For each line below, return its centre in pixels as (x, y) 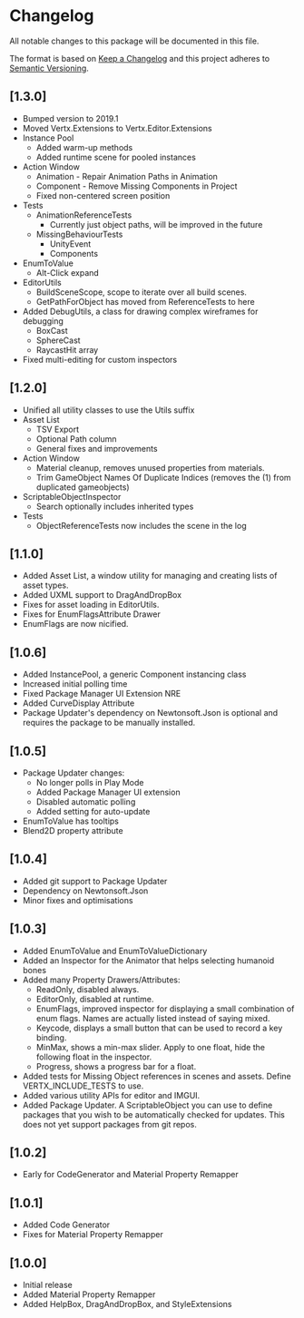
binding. (51, 1037)
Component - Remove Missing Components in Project (137, 186)
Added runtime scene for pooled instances (116, 157)
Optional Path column (76, 439)
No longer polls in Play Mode (90, 782)
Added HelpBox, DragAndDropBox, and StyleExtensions (127, 1304)
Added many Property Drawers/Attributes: (101, 980)
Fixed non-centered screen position (103, 195)
